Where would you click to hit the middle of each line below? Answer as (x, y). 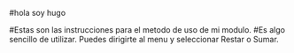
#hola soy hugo (38, 13)
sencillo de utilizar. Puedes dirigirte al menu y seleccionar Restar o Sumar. (144, 39)
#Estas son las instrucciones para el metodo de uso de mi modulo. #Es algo (147, 30)
